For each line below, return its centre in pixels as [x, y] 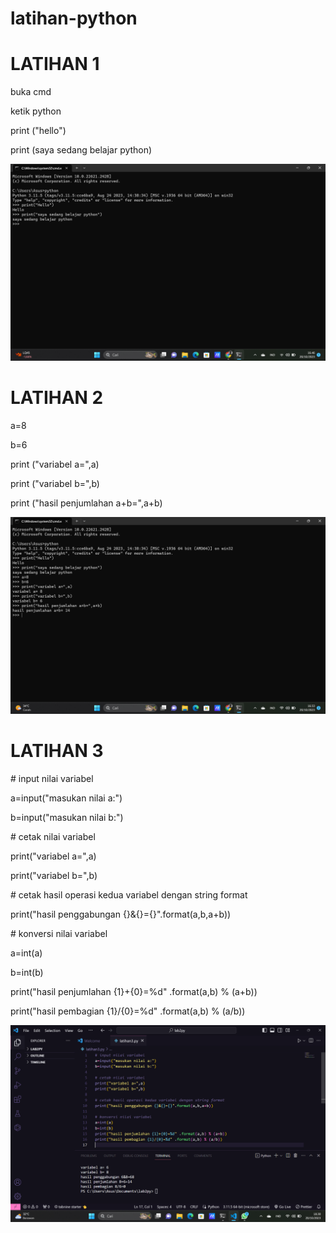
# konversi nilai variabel [59, 933]
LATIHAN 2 [57, 398]
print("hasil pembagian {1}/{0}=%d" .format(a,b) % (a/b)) [128, 1011]
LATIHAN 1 [55, 64]
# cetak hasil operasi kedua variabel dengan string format [129, 895]
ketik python [36, 111]
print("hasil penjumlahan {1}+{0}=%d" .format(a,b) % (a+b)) [134, 991]
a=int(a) [26, 953]
